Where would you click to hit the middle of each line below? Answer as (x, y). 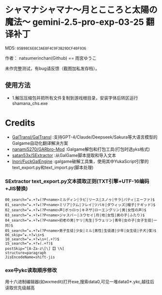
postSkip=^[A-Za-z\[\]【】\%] (35, 248)
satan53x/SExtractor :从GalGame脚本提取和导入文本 (64, 155)
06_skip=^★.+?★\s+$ (25, 235)
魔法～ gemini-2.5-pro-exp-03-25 (74, 22)
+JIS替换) (16, 189)
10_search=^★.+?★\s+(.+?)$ (32, 239)
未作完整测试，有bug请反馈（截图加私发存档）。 (52, 68)
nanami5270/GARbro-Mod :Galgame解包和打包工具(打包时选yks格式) (81, 149)
